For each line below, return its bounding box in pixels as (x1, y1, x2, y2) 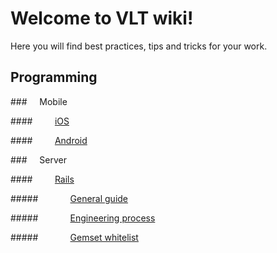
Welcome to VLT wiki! (10, 7, 194, 30)
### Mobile (10, 95, 68, 107)
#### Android (10, 134, 88, 146)
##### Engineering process (10, 212, 156, 224)
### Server (10, 153, 67, 166)
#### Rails (10, 173, 75, 185)
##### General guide (10, 192, 129, 204)
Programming (10, 69, 98, 86)
